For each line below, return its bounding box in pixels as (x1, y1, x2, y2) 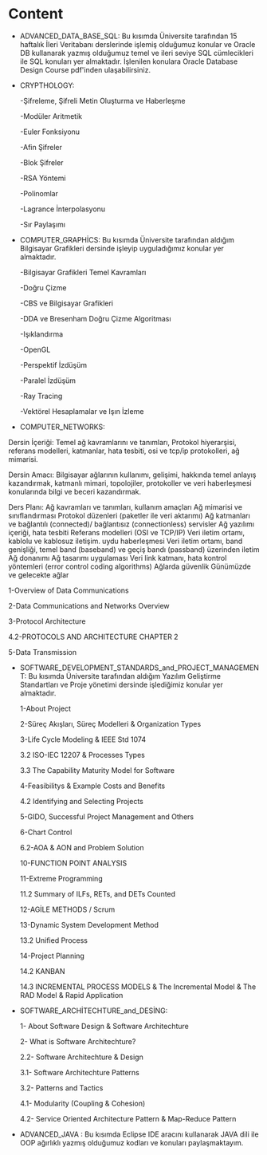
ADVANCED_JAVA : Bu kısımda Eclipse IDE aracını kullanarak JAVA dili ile (19, 1129, 259, 1139)
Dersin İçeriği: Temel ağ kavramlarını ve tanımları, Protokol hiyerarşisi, (8, 437, 237, 447)
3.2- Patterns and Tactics (19, 1082, 104, 1093)
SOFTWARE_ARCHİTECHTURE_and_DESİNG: (19, 1006, 168, 1015)
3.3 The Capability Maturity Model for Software (19, 765, 175, 775)
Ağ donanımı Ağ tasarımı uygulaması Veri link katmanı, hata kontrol (8, 553, 227, 562)
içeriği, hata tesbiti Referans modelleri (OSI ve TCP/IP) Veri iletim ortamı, (8, 527, 245, 537)
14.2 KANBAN (19, 966, 65, 976)
